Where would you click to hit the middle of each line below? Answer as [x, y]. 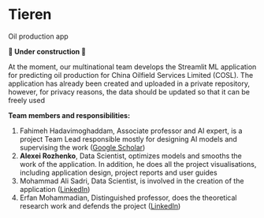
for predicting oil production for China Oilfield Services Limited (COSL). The [131, 75]
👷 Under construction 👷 [47, 51]
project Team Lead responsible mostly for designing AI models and [128, 139]
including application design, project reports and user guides [119, 172]
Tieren [30, 15]
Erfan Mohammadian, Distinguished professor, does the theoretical [128, 198]
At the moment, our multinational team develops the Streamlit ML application [132, 67]
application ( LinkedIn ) [55, 189]
